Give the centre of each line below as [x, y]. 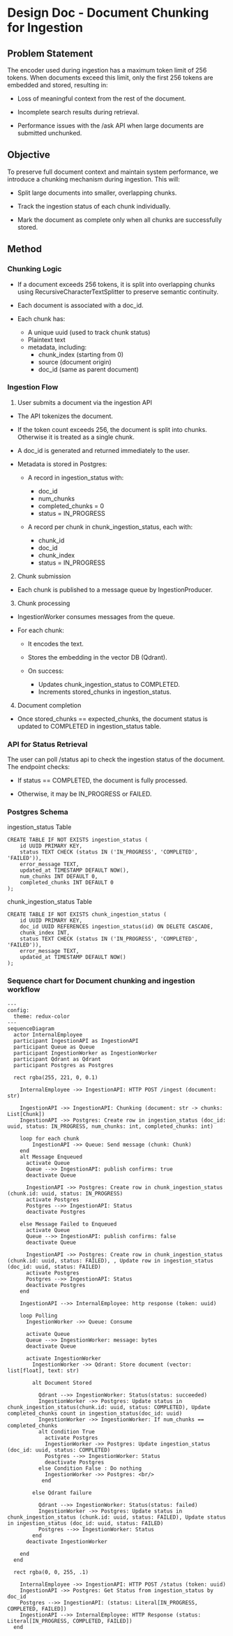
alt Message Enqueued [51, 1157]
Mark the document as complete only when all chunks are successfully [119, 220]
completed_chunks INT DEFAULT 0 [67, 883]
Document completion [49, 705]
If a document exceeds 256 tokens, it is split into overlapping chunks [116, 284]
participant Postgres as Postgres [63, 1065]
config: [18, 1010]
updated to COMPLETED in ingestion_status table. [89, 726]
